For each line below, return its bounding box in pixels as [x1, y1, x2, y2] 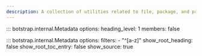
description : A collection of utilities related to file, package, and [6, 8, 189, 15]
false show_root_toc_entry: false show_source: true [6, 43, 133, 50]
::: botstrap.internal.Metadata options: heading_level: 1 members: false [6, 25, 180, 32]
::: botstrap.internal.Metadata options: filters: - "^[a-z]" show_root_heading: [6, 36, 193, 43]
